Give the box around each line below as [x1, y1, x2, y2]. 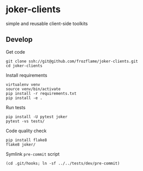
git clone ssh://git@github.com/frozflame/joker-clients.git [6, 59, 138, 64]
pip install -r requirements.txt [6, 91, 77, 96]
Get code [6, 48, 25, 55]
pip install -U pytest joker [6, 114, 68, 119]
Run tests [6, 104, 26, 110]
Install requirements [6, 72, 47, 78]
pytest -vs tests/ [6, 118, 45, 124]
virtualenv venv [6, 82, 40, 87]
